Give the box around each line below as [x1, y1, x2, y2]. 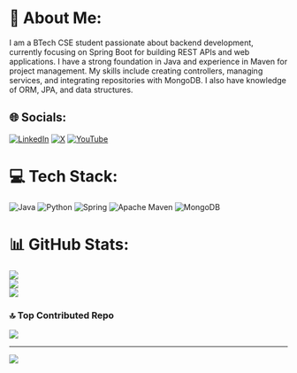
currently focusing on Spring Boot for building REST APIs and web [9, 46, 250, 57]
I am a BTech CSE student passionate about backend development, [9, 37, 254, 48]
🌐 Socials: [9, 110, 67, 125]
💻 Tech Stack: [9, 166, 118, 186]
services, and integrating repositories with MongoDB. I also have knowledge [9, 74, 287, 85]
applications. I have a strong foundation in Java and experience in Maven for [9, 56, 288, 66]
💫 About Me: [9, 8, 103, 28]
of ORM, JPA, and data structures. [9, 84, 133, 95]
